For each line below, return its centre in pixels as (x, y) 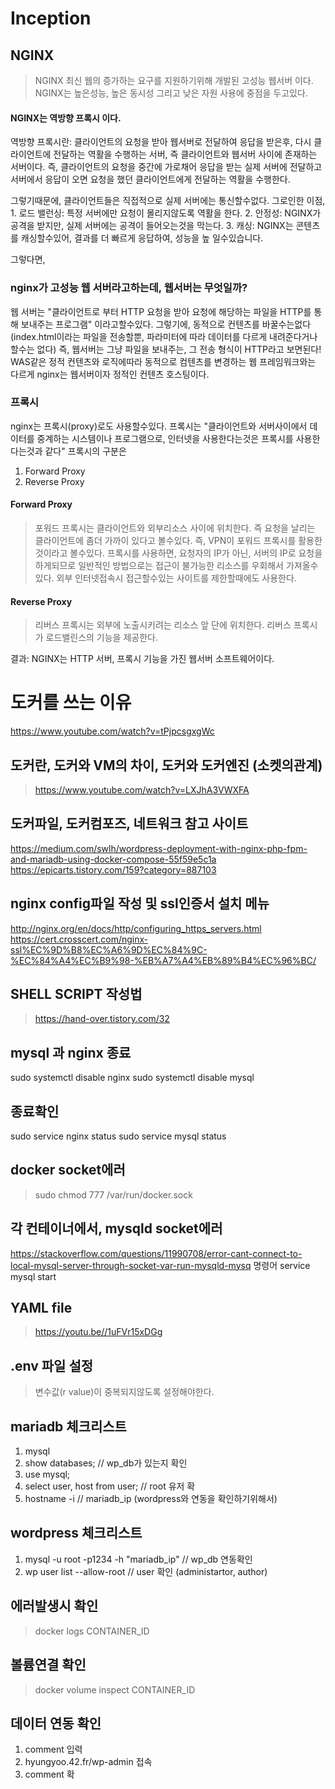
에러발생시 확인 (54, 1606)
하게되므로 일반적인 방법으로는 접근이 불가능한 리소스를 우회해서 (159, 565)
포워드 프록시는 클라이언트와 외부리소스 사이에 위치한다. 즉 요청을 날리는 (175, 528)
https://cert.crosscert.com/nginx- (79, 939)
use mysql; (47, 1474)
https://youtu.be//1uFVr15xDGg (98, 1332)
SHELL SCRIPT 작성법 (76, 993)
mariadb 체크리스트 (68, 1426)
